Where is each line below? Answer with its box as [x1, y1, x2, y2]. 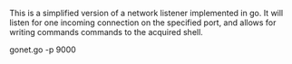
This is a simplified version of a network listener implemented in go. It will [9, 8, 284, 18]
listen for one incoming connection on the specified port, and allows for [9, 17, 277, 28]
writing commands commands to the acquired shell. [9, 27, 204, 37]
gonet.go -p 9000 [9, 44, 77, 55]
